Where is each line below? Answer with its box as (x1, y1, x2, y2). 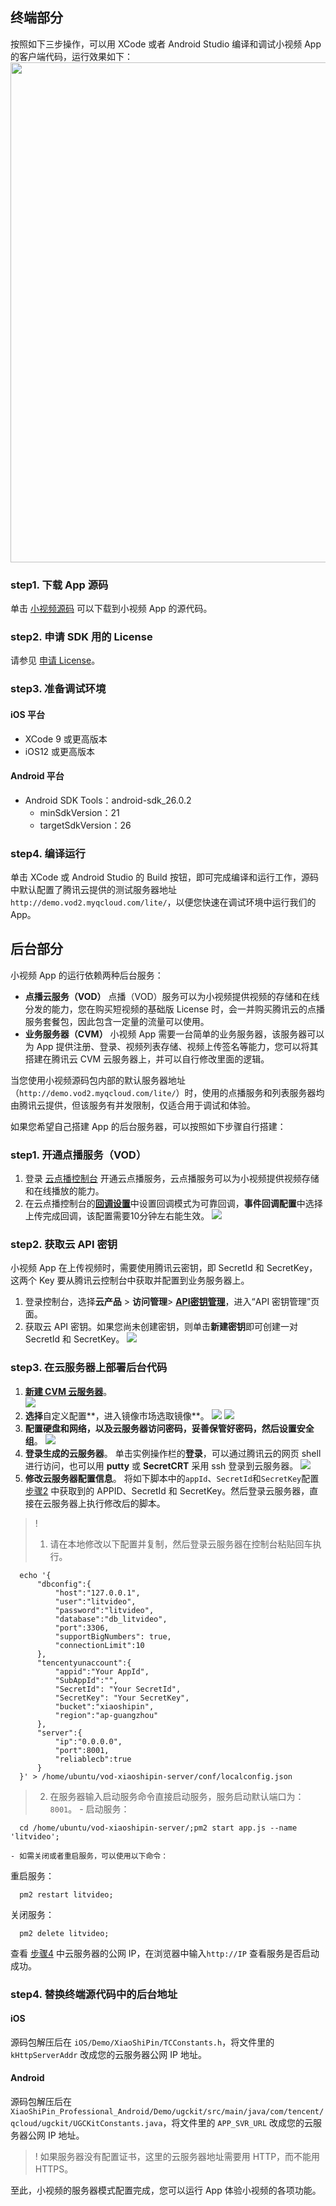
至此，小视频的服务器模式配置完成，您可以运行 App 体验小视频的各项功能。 (10, 2184, 322, 2197)
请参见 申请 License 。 (10, 654, 101, 667)
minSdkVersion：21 (39, 806, 120, 818)
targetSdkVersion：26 (39, 819, 132, 831)
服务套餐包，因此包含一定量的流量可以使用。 (24, 1015, 210, 1027)
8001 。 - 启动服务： (49, 1803, 130, 1815)
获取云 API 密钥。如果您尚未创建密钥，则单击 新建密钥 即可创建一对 (24, 1321, 299, 1333)
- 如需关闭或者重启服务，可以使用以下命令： (10, 1851, 169, 1861)
